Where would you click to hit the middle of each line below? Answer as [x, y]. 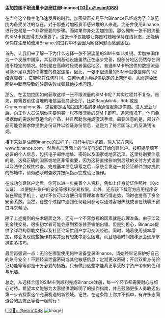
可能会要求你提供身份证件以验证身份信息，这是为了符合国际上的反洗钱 [80, 125]
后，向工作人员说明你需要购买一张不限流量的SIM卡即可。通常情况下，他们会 [82, 113]
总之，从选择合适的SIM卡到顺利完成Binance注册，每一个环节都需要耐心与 [80, 282]
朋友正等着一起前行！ [40, 301]
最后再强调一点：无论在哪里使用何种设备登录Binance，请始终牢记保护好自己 [82, 253]
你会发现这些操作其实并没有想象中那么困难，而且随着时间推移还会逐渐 [84, 237]
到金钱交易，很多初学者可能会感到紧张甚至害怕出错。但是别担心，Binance [80, 224]
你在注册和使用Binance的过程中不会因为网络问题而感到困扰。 [71, 43]
